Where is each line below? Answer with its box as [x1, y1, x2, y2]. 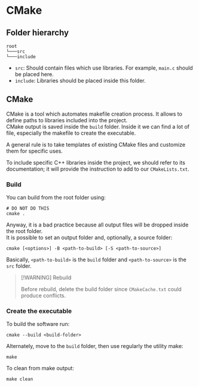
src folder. [6, 262, 32, 270]
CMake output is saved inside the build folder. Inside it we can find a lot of [6, 123, 190, 130]
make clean [6, 376, 33, 382]
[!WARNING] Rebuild [20, 274, 72, 282]
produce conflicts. [20, 292, 66, 300]
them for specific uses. [6, 147, 63, 155]
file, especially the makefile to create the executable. [6, 129, 136, 137]
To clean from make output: [6, 365, 75, 372]
